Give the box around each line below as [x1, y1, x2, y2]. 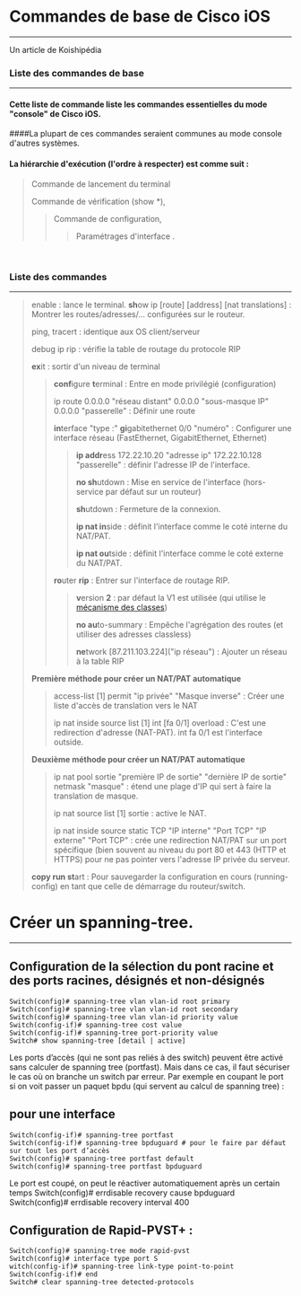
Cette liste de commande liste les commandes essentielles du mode [9, 99, 268, 110]
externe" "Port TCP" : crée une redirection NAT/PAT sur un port [53, 834, 288, 845]
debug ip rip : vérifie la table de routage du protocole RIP [30, 343, 241, 354]
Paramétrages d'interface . [75, 231, 176, 242]
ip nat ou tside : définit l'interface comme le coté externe [75, 548, 284, 559]
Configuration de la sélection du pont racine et [9, 959, 274, 974]
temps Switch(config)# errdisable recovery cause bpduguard [9, 1187, 236, 1198]
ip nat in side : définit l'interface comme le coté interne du [75, 521, 288, 532]
